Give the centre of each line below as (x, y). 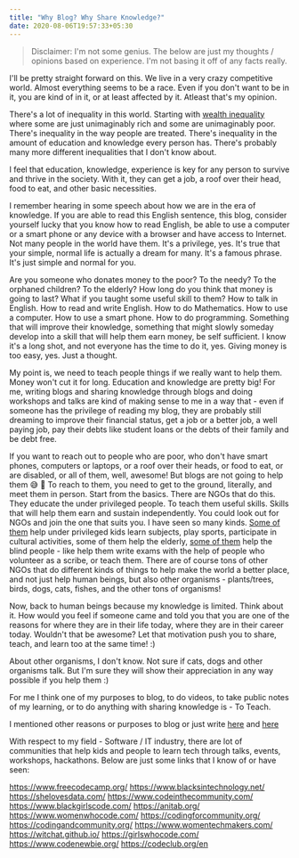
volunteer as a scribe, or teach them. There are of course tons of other (139, 560)
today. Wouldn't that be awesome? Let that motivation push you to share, (143, 634)
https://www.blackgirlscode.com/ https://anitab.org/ (105, 805)
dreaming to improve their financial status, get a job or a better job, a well (143, 420)
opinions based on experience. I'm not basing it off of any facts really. (159, 61)
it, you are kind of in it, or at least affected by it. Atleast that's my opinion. (143, 97)
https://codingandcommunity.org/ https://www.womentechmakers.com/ (141, 824)
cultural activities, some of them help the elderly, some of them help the (141, 541)
